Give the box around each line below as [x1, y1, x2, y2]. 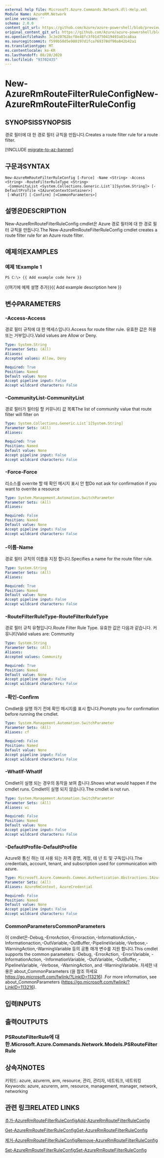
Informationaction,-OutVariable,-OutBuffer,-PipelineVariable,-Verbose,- [5, 940, 148, 946]
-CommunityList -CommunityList [5, 394, 84, 401]
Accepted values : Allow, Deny [5, 356, 67, 361]
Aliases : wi [5, 805, 29, 810]
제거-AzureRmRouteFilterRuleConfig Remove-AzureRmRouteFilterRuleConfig [5, 1137, 158, 1143]
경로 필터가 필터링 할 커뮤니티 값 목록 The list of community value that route [5, 406, 152, 412]
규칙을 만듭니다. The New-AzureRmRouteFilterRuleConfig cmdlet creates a [10, 227, 158, 232]
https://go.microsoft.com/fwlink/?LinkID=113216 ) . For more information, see [5, 974, 157, 980]
